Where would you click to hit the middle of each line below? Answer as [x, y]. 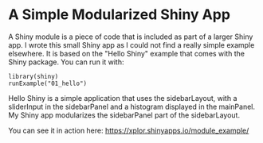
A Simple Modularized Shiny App [120, 15]
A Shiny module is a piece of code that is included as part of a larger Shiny [131, 37]
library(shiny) [33, 76]
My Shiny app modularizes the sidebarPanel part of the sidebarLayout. [124, 115]
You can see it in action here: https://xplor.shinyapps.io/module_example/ [129, 130]
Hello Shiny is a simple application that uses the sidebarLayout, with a [123, 98]
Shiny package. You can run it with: [67, 62]
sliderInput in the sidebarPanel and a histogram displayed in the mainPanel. [131, 106]
